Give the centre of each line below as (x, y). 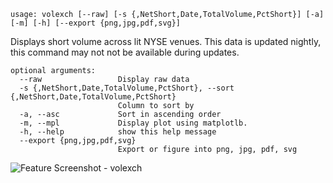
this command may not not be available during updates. (125, 52)
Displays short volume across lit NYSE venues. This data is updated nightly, (166, 41)
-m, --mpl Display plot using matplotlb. (133, 123)
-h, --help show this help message (118, 132)
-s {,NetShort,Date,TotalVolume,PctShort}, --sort (127, 88)
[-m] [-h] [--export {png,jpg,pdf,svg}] (96, 23)
